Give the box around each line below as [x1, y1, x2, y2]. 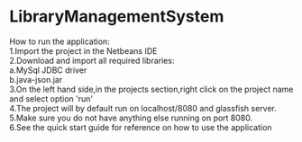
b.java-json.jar [9, 74, 63, 84]
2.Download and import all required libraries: [9, 55, 175, 66]
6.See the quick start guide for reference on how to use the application [9, 121, 272, 132]
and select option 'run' [9, 93, 94, 104]
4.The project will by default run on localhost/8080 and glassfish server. [9, 102, 278, 113]
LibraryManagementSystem [9, 6, 224, 27]
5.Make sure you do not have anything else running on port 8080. [9, 112, 253, 123]
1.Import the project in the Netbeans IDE [9, 45, 158, 56]
